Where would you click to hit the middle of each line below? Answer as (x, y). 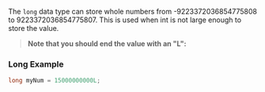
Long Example (36, 64)
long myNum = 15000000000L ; (55, 81)
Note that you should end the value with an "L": (107, 44)
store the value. (34, 28)
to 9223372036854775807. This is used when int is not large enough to (125, 20)
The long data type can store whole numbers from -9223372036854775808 (132, 11)
